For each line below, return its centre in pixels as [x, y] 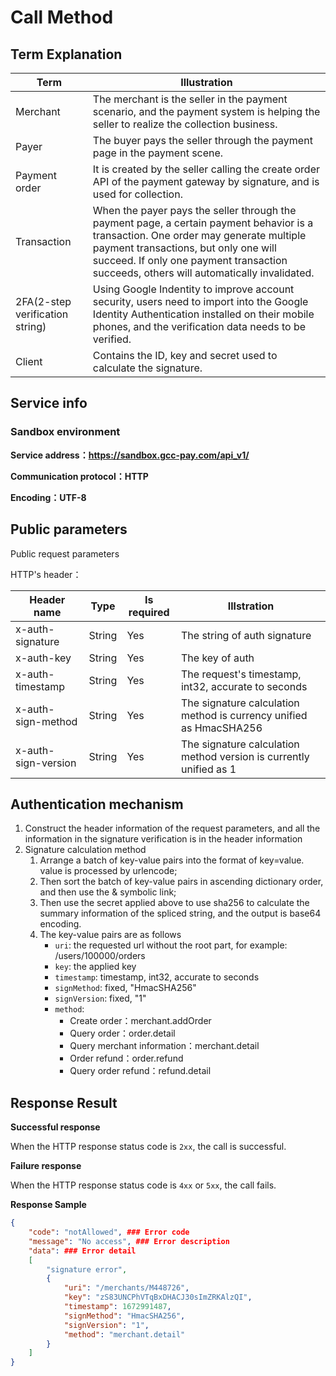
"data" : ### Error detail [82, 1251]
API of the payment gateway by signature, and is [206, 181]
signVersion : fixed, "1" [100, 998]
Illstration [251, 606]
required [149, 612]
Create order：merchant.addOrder [140, 1021]
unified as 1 [208, 769]
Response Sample [48, 1205]
